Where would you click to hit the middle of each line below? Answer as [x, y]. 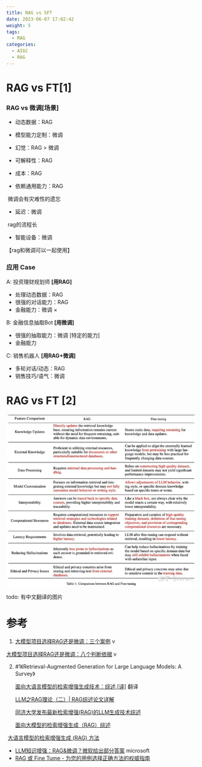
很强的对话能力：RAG [42, 302]
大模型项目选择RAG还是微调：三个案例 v [65, 641]
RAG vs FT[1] [39, 88]
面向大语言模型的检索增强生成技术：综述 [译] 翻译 [77, 686]
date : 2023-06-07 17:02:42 [40, 19]
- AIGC [20, 51]
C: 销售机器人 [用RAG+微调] [41, 355]
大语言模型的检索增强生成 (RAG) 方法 [53, 737]
